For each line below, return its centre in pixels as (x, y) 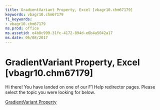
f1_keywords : (19, 19)
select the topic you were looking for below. (50, 92)
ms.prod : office (22, 28)
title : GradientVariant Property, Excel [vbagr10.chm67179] (69, 10)
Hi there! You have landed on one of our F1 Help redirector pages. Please (80, 87)
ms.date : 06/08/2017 (27, 38)
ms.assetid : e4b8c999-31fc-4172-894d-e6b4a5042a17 (59, 33)
